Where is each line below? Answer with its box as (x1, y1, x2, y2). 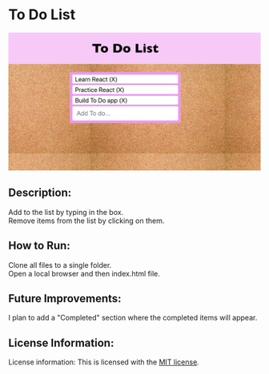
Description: (8, 186, 72, 200)
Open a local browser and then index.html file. (8, 269, 160, 278)
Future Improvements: (8, 292, 122, 305)
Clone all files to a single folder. (8, 260, 112, 269)
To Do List (8, 6, 76, 24)
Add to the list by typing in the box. (8, 207, 124, 217)
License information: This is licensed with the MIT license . (8, 357, 200, 367)
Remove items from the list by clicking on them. (8, 216, 165, 225)
